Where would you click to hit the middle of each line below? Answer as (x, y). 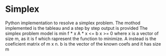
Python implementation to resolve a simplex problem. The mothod (73, 23)
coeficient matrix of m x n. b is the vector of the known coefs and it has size (83, 44)
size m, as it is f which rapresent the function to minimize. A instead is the (81, 39)
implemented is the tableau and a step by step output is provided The (77, 28)
